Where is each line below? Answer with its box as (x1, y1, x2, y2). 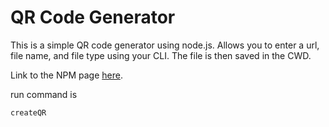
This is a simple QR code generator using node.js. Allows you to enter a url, (10, 39, 320, 51)
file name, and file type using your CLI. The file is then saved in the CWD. (10, 49, 312, 61)
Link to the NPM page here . (10, 69, 123, 81)
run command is (10, 88, 78, 100)
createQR (10, 107, 47, 118)
